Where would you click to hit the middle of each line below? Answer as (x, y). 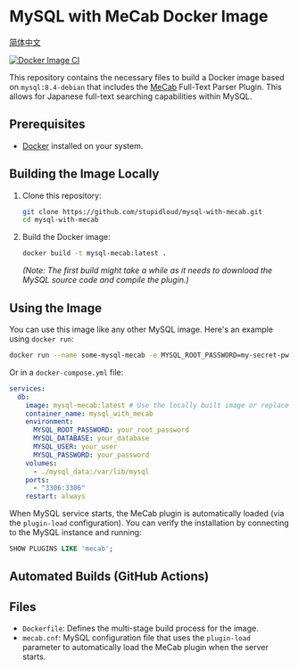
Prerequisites (47, 124)
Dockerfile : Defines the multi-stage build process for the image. (140, 628)
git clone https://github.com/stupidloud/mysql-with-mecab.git (142, 211)
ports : (37, 480)
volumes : (41, 463)
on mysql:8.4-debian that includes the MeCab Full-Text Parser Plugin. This (146, 87)
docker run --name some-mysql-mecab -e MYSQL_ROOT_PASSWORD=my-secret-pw (149, 355)
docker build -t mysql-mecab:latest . (94, 253)
